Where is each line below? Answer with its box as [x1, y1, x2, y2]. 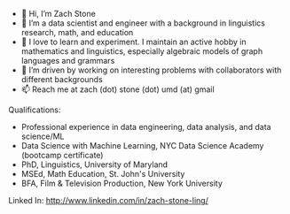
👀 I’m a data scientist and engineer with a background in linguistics [20, 18, 265, 28]
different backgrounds [20, 74, 103, 84]
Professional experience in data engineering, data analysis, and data [20, 122, 271, 132]
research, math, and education [20, 27, 134, 37]
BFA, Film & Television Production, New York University [20, 178, 223, 188]
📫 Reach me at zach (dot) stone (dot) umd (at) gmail [20, 84, 215, 95]
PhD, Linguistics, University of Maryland [20, 159, 169, 170]
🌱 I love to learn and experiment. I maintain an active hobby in [20, 36, 247, 47]
